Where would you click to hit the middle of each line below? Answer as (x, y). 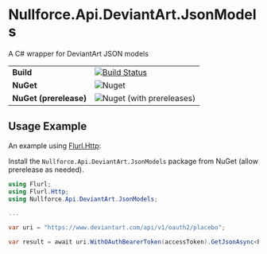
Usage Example (48, 126)
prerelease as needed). (46, 170)
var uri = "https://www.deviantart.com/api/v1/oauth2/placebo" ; (117, 228)
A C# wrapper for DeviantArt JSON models (79, 53)
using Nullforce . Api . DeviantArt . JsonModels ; (83, 199)
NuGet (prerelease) (50, 98)
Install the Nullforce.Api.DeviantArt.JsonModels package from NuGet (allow (133, 161)
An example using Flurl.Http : (55, 146)
